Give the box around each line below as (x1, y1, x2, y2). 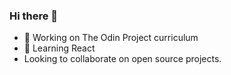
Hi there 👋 (9, 9, 59, 23)
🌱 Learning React (23, 42, 96, 54)
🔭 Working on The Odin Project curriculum (23, 32, 199, 44)
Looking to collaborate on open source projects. (23, 53, 222, 65)
